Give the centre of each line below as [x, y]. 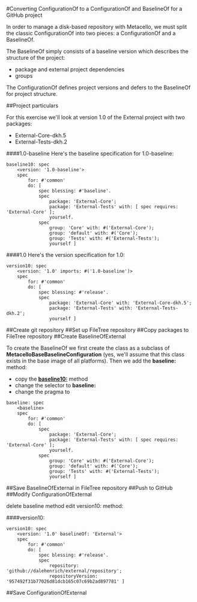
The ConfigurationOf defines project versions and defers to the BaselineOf [98, 87]
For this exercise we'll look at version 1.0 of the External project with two [95, 117]
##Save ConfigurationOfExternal [47, 593]
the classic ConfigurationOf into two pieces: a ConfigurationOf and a [91, 33]
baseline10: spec [28, 165]
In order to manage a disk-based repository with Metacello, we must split [97, 27]
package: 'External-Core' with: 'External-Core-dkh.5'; [120, 303]
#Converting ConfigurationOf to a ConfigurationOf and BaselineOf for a [94, 9]
